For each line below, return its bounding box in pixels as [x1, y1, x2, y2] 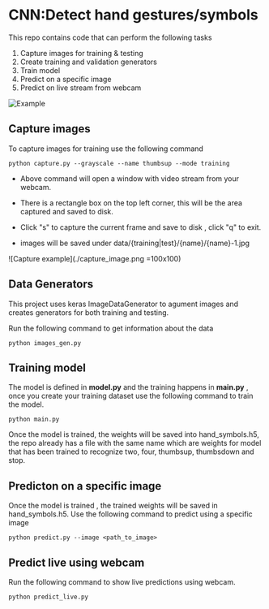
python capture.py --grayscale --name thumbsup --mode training [8, 159, 230, 167]
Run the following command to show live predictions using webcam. [8, 577, 236, 586]
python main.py [8, 416, 60, 424]
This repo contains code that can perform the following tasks [8, 32, 212, 42]
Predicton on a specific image [8, 479, 162, 493]
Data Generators [8, 278, 94, 292]
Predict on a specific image [19, 74, 112, 84]
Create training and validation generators [19, 57, 158, 67]
